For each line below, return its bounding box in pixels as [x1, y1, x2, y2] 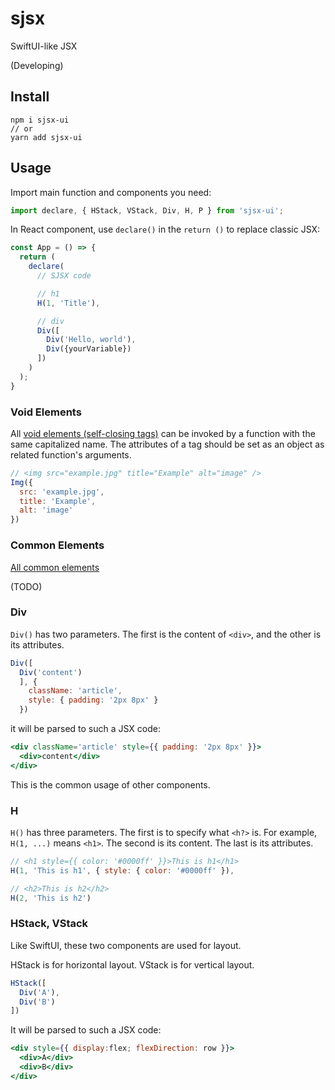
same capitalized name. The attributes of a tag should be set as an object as [10, 438, 325, 450]
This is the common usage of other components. [10, 778, 211, 791]
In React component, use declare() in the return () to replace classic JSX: [10, 223, 321, 236]
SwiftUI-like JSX [10, 40, 78, 52]
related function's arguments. [10, 448, 132, 461]
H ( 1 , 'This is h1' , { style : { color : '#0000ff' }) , [10, 865, 235, 876]
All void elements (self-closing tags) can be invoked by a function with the [10, 427, 316, 439]
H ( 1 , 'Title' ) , [36, 298, 101, 308]
